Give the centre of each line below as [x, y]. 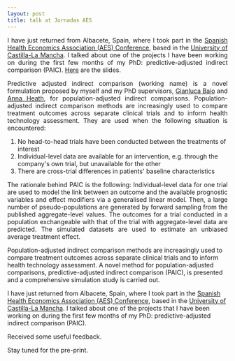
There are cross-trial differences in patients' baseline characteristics [116, 171]
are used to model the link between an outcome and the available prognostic [117, 192]
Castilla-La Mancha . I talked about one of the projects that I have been [108, 308]
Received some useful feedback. [55, 337]
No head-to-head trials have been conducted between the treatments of [122, 141]
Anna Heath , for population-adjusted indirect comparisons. [99, 98]
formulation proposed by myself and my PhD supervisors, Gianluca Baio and [117, 91]
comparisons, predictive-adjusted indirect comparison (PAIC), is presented [115, 272]
